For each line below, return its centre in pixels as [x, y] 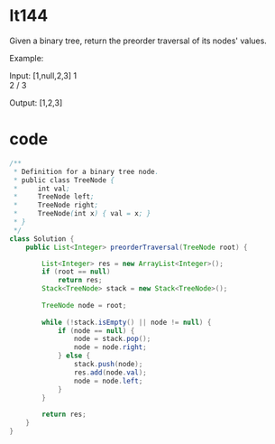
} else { [74, 356]
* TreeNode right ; [56, 205]
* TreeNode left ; [54, 197]
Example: [27, 58]
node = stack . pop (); [112, 339]
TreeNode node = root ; [84, 305]
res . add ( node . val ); [110, 372]
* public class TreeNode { [64, 180]
